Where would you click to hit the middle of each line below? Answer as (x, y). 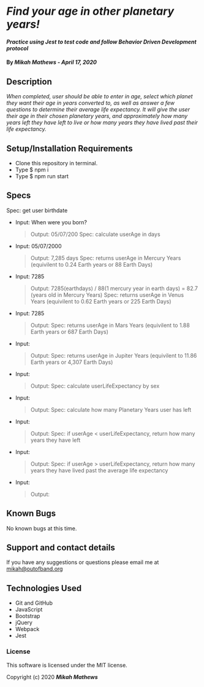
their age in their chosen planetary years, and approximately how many (97, 116)
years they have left (55, 440)
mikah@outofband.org (35, 569)
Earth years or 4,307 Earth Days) (72, 362)
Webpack (27, 629)
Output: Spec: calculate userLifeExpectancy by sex (95, 386)
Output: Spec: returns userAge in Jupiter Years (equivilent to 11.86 (114, 355)
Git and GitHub (34, 603)
